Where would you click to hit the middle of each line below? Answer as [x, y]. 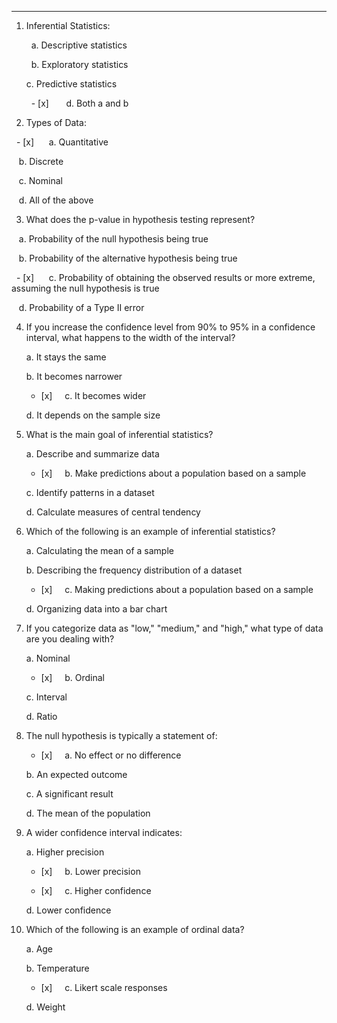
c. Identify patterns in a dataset [90, 492]
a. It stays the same [66, 357]
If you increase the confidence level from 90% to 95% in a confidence [170, 327]
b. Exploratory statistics [79, 64]
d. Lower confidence [68, 910]
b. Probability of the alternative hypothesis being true [128, 258]
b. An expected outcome [76, 774]
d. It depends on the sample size [93, 415]
